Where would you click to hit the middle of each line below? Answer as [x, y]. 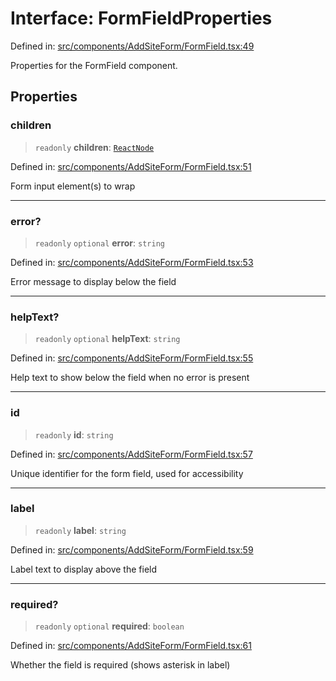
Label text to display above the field [84, 569]
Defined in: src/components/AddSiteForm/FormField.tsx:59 [132, 549]
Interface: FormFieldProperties [141, 18]
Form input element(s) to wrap [73, 186]
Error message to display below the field [93, 281]
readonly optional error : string [99, 243]
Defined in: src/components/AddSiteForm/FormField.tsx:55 [132, 358]
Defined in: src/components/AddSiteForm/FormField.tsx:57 [131, 454]
